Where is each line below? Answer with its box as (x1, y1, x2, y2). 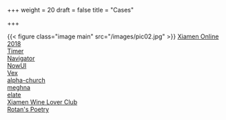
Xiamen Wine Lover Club (7, 98, 78, 106)
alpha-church (7, 76, 46, 84)
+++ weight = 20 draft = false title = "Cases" (7, 6, 134, 14)
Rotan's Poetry (7, 106, 50, 113)
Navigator (7, 54, 36, 62)
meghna (7, 84, 31, 91)
